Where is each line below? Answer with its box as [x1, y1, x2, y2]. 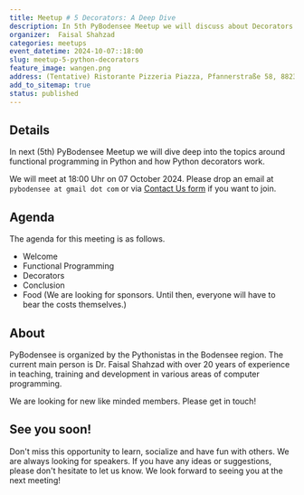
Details [9, 122, 50, 138]
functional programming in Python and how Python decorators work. [9, 156, 265, 167]
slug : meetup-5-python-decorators [9, 55, 140, 64]
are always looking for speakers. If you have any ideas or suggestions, [9, 455, 272, 466]
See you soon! [9, 422, 92, 437]
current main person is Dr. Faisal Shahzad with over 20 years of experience [9, 358, 290, 369]
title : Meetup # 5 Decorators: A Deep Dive [9, 13, 176, 23]
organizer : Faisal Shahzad [9, 30, 116, 39]
